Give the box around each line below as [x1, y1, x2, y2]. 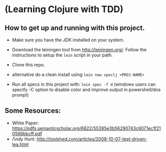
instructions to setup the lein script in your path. [12, 52, 113, 58]
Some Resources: [5, 107, 61, 115]
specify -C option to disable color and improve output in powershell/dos [12, 87, 161, 93]
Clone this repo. [12, 62, 45, 67]
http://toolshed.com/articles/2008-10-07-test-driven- [37, 136, 147, 142]
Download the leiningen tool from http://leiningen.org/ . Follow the [12, 47, 147, 52]
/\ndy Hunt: [12, 136, 36, 142]
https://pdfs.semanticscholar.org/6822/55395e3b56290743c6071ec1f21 [12, 125, 161, 131]
